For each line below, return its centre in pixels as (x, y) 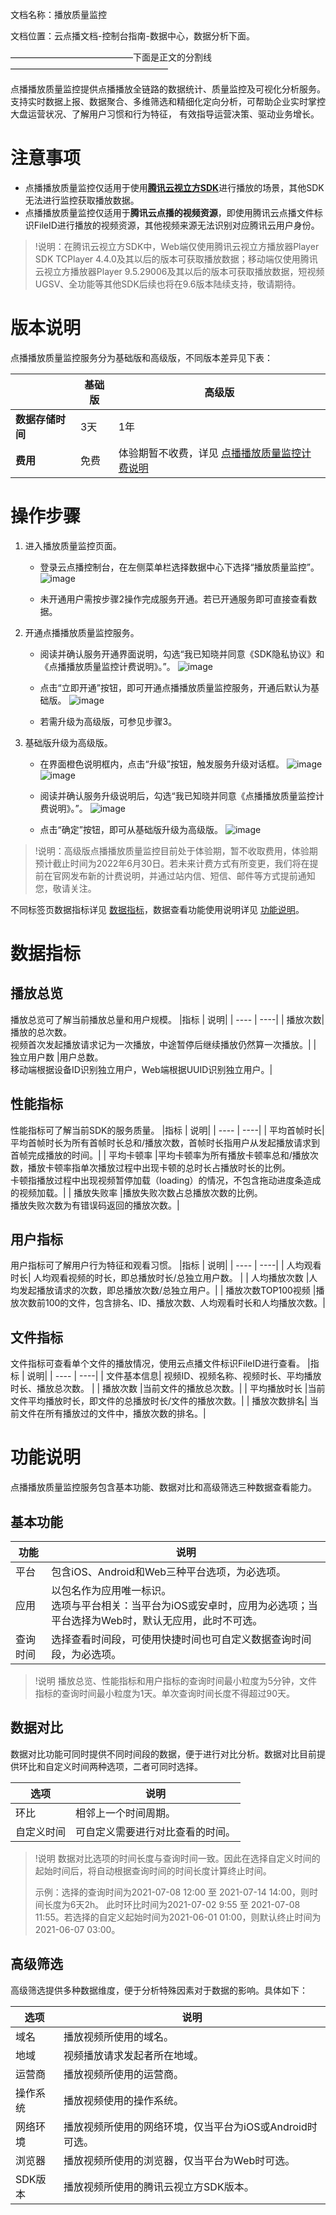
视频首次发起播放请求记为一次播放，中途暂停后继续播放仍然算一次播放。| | (163, 1044)
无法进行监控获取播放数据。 (82, 200)
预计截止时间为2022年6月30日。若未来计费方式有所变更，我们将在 (172, 863)
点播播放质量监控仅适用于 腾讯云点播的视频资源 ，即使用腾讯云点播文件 (169, 212)
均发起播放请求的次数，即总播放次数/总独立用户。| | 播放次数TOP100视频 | (163, 1290)
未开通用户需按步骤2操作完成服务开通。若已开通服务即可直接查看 (174, 599)
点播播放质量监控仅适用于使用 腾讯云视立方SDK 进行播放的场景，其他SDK (174, 187)
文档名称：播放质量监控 (58, 14)
